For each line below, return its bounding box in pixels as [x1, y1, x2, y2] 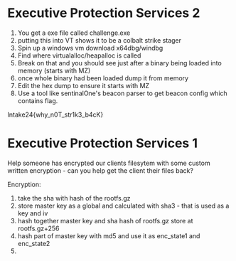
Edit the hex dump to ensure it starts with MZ [17, 81, 150, 90]
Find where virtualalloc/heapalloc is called [17, 51, 141, 60]
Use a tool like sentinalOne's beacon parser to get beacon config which [17, 89, 227, 97]
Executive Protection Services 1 [7, 135, 198, 151]
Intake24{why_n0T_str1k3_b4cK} [7, 110, 104, 119]
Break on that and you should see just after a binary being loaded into [17, 58, 222, 67]
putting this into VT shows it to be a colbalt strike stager [17, 36, 182, 44]
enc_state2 [17, 239, 50, 247]
